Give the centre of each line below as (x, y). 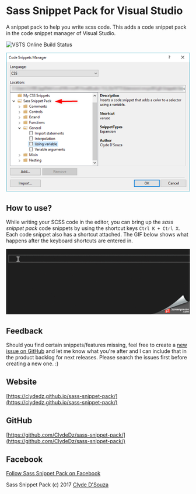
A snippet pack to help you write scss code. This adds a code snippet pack (96, 27)
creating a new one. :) (32, 363)
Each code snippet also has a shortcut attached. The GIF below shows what (97, 235)
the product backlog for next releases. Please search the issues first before (97, 358)
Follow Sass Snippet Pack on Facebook (53, 474)
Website (21, 382)
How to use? (29, 208)
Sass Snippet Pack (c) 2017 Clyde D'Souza (57, 485)
